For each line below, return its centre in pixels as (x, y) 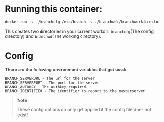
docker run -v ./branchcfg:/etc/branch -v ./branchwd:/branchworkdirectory (84, 22)
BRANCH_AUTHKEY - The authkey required (46, 87)
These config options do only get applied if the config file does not (84, 109)
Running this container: (54, 9)
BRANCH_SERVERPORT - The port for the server (52, 83)
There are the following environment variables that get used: (66, 70)
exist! (22, 115)
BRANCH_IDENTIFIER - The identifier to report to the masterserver (75, 91)
